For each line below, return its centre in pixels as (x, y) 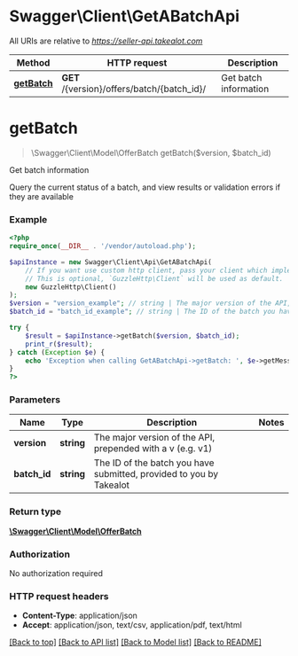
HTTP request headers (59, 596)
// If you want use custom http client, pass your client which (146, 270)
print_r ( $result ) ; (59, 344)
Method (33, 62)
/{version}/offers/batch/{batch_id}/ (134, 89)
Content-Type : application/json (79, 616)
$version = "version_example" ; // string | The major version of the (141, 303)
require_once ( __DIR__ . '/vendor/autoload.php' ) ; (103, 246)
